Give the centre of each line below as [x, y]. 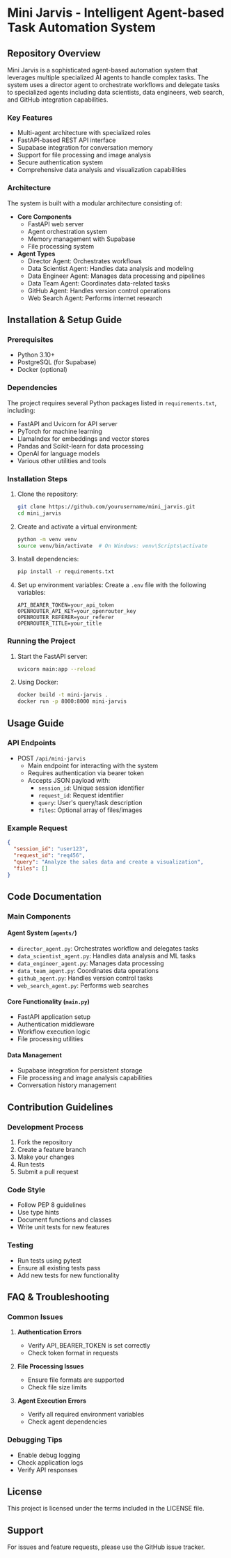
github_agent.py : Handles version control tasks [85, 978]
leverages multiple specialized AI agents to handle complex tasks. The [108, 77]
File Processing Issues [50, 1366]
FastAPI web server [56, 224]
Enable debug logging [49, 1455]
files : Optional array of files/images [90, 810]
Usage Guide [36, 723]
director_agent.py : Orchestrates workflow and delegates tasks [108, 948]
